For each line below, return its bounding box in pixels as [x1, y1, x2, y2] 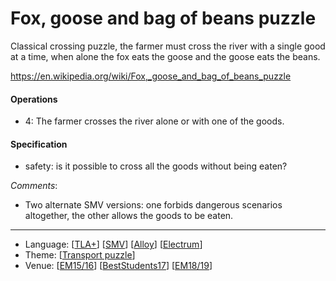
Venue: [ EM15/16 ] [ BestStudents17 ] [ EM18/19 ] [24, 260, 213, 272]
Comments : [10, 180, 58, 192]
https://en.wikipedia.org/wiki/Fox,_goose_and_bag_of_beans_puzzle [10, 70, 292, 82]
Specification [10, 138, 68, 150]
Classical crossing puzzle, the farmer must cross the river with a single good [10, 40, 326, 52]
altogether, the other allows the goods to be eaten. [24, 210, 234, 222]
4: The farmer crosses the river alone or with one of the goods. [24, 115, 285, 127]
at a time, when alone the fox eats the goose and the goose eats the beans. [10, 50, 321, 62]
